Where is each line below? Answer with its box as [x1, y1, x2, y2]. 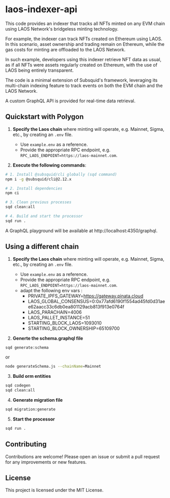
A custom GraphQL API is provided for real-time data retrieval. [5, 98, 136, 104]
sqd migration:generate [5, 407, 56, 412]
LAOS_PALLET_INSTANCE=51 [27, 314, 90, 320]
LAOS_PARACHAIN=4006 [27, 309, 82, 315]
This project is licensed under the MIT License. [5, 487, 104, 493]
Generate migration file [12, 397, 63, 403]
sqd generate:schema [5, 345, 49, 350]
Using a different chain [5, 242, 79, 251]
